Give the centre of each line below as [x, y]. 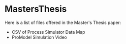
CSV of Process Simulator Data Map [48, 32]
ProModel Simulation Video [39, 37]
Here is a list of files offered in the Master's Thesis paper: [63, 22]
